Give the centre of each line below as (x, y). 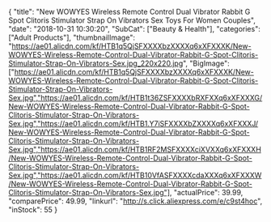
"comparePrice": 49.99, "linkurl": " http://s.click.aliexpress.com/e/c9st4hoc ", (135, 201)
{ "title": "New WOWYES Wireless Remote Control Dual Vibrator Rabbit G (129, 12)
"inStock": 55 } (33, 209)
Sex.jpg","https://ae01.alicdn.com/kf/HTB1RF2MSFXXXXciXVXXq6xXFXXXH (135, 149)
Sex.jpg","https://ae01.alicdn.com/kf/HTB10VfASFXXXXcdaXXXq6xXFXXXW (135, 175)
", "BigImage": (206, 63)
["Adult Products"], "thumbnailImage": (72, 37)
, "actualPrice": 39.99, (206, 192)
